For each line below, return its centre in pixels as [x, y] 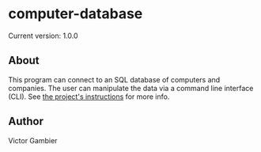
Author [26, 122]
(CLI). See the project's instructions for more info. [89, 97]
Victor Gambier [33, 140]
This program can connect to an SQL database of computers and [114, 79]
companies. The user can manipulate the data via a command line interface [131, 88]
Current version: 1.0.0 [43, 36]
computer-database [76, 14]
